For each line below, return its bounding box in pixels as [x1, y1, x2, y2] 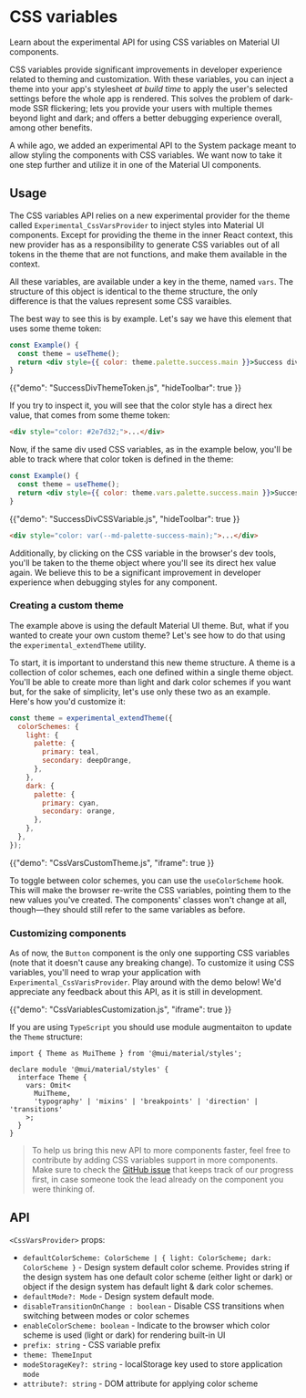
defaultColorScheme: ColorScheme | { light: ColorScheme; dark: [22, 1253, 272, 1263]
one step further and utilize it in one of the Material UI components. [9, 159, 261, 170]
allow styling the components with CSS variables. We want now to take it [9, 149, 282, 161]
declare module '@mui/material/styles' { [9, 1065, 169, 1074]
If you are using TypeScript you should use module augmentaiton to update [9, 1022, 292, 1033]
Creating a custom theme [9, 600, 125, 612]
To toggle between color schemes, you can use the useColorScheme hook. [9, 874, 285, 886]
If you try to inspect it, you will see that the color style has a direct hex [9, 400, 273, 412]
